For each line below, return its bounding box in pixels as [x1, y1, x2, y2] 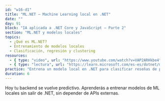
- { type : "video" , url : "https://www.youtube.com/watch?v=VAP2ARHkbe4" [9, 58, 162, 63]
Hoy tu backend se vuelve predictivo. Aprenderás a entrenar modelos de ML [5, 85, 160, 91]
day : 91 [5, 21, 21, 26]
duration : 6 [5, 71, 29, 76]
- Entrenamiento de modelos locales [9, 44, 84, 49]
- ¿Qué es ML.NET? [9, 39, 48, 44]
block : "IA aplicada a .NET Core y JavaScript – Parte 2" [5, 26, 126, 31]
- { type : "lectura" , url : [9, 62, 65, 67]
